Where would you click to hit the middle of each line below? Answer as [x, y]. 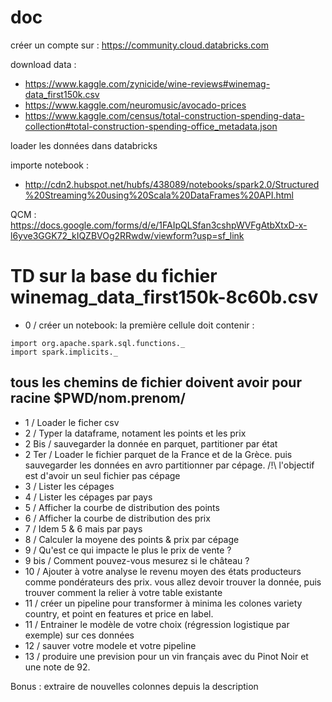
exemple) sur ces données [79, 635]
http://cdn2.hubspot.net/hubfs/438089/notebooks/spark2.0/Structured [172, 184]
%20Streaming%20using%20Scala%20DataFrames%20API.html [159, 195]
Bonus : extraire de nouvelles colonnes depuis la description [134, 686]
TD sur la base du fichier [114, 276]
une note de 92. [57, 667]
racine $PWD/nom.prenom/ [98, 398]
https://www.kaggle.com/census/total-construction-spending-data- [164, 115]
